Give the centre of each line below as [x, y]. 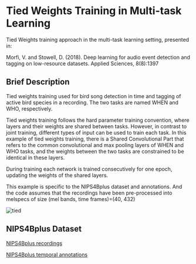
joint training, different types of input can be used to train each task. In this [96, 132]
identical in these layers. [36, 158]
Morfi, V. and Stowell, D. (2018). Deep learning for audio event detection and [98, 57]
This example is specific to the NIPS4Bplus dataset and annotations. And [94, 186]
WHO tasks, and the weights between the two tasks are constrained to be [95, 151]
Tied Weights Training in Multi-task [94, 11]
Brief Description [38, 82]
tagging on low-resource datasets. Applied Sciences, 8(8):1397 [82, 64]
